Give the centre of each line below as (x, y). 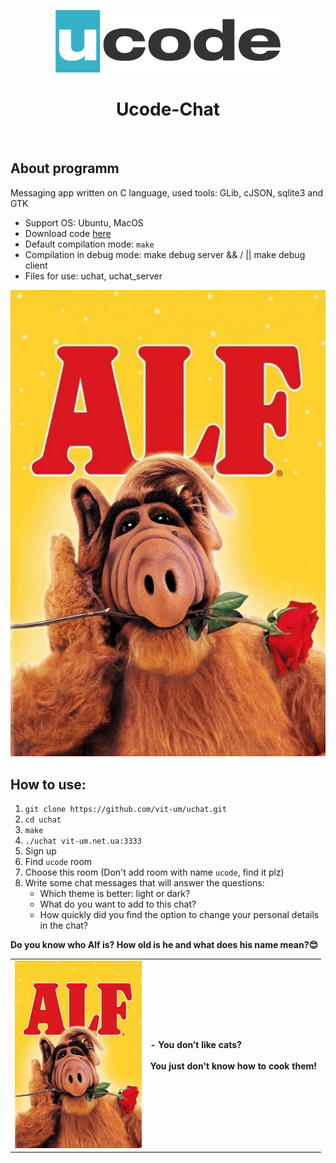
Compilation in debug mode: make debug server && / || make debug (165, 254)
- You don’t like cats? (195, 1044)
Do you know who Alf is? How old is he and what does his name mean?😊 (164, 945)
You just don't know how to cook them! (233, 1066)
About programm (65, 168)
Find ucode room (58, 862)
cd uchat (43, 820)
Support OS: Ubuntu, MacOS (84, 222)
